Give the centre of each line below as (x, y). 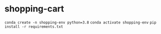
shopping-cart (34, 9)
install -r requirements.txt (34, 27)
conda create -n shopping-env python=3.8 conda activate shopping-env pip (80, 23)
